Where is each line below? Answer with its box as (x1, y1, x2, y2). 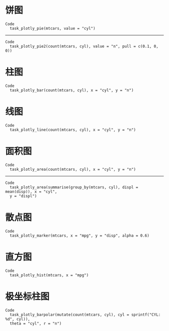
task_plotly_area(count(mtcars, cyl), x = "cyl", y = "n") (10, 167, 136, 172)
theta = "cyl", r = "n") (10, 321, 62, 326)
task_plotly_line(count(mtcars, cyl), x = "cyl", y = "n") (10, 127, 136, 132)
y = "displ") (10, 193, 37, 198)
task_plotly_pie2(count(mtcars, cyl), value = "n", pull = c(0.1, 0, (10, 44, 158, 49)
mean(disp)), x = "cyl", (5, 189, 57, 194)
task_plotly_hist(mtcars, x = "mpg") (10, 272, 89, 278)
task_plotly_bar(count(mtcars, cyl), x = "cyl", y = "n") (10, 87, 134, 93)
